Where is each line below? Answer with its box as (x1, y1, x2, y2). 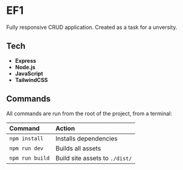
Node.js (14, 63, 36, 71)
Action (55, 124, 75, 133)
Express (14, 57, 36, 64)
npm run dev (9, 145, 44, 151)
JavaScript (14, 70, 43, 77)
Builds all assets (55, 144, 101, 153)
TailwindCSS (14, 76, 48, 83)
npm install (9, 135, 44, 142)
